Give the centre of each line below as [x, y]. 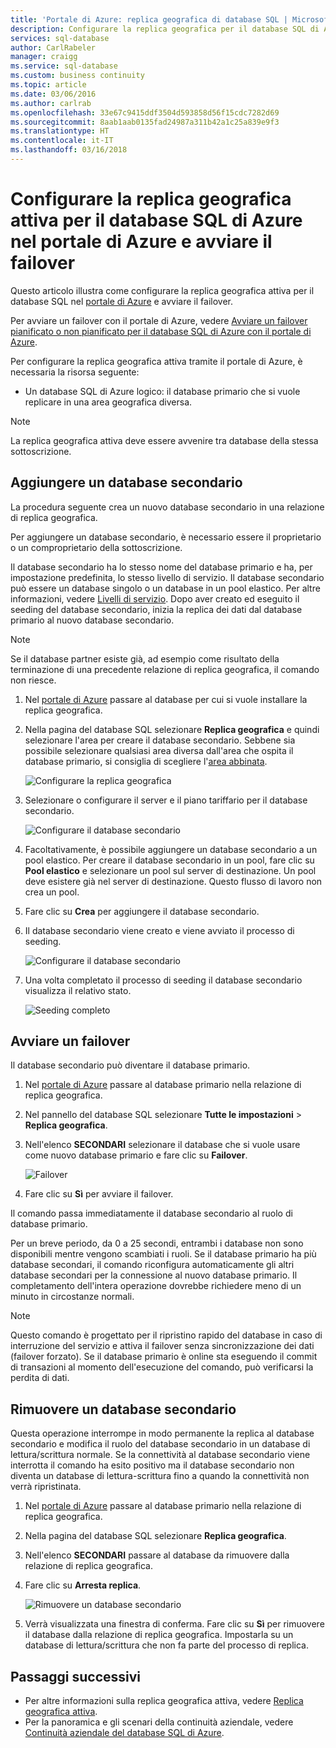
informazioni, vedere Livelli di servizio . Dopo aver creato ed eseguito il [155, 598]
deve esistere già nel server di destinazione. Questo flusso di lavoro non [173, 881]
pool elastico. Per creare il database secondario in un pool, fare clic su [169, 860]
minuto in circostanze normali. [72, 1297]
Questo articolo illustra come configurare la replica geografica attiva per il [162, 290]
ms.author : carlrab [51, 103]
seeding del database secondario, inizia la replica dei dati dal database [156, 609]
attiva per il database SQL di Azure [156, 220]
